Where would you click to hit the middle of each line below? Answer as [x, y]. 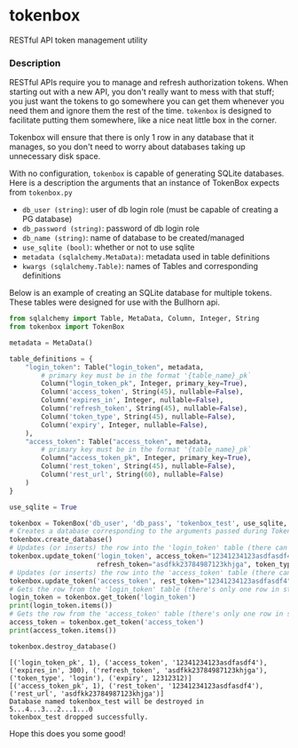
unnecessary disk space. [55, 156]
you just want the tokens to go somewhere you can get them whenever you [147, 101]
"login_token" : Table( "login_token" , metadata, [114, 367]
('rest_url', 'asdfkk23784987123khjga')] [87, 694]
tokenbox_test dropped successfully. [79, 717]
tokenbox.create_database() [61, 540]
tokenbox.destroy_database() [63, 646]
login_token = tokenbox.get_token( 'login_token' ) [103, 597]
